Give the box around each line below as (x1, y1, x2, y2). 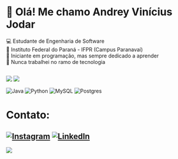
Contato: (6, 108, 50, 121)
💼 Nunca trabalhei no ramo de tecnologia (6, 58, 106, 65)
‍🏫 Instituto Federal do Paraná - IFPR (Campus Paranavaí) (6, 46, 143, 53)
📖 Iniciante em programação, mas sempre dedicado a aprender (6, 52, 159, 59)
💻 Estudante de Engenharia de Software (6, 38, 105, 45)
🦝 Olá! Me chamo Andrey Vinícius (6, 5, 173, 19)
